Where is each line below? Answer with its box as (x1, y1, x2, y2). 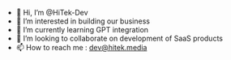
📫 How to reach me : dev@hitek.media (15, 43, 148, 52)
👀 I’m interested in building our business (15, 16, 150, 26)
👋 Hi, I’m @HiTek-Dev (15, 8, 88, 17)
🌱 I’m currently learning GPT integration (15, 25, 148, 34)
